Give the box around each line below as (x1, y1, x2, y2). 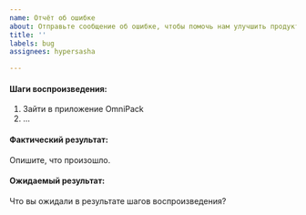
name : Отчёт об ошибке (9, 13, 96, 23)
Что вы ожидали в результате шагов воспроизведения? (9, 195, 227, 206)
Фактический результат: (9, 134, 109, 145)
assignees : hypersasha (9, 47, 96, 56)
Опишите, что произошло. (9, 154, 111, 165)
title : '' (9, 30, 47, 39)
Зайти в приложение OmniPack (22, 104, 144, 115)
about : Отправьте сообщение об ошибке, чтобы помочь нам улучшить (9, 22, 267, 31)
